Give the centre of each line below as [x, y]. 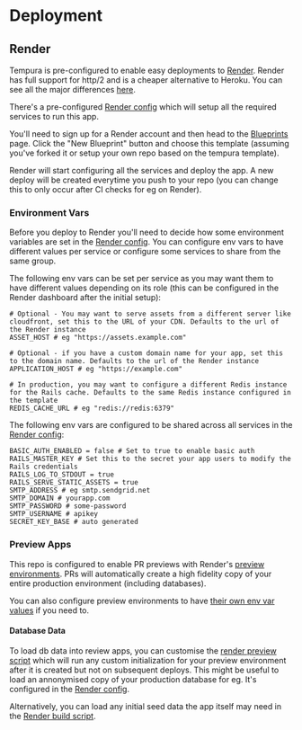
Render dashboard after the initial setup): [85, 298]
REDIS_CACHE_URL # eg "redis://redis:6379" [92, 409]
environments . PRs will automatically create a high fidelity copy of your [141, 574]
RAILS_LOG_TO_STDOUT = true [62, 475]
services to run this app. [54, 116]
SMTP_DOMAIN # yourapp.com [60, 499]
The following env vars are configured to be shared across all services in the [151, 425]
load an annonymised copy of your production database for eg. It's [133, 679]
